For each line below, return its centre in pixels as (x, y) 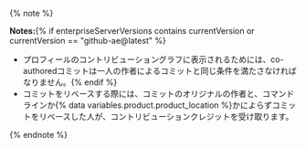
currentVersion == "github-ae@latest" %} (88, 41)
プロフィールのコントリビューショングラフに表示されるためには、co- (153, 59)
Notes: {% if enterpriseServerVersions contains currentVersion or (132, 31)
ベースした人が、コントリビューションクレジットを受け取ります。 (170, 116)
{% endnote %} (39, 135)
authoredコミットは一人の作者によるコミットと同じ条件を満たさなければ (159, 71)
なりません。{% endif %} (70, 82)
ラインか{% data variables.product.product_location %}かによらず (147, 105)
